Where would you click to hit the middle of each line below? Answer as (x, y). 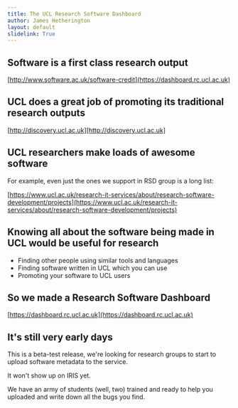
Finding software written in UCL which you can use (92, 268)
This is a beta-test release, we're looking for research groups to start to (112, 354)
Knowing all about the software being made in (111, 232)
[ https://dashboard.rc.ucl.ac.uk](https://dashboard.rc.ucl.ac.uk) (101, 315)
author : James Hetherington (49, 21)
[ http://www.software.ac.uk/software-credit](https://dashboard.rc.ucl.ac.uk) (119, 80)
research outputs (46, 113)
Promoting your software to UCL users (74, 275)
